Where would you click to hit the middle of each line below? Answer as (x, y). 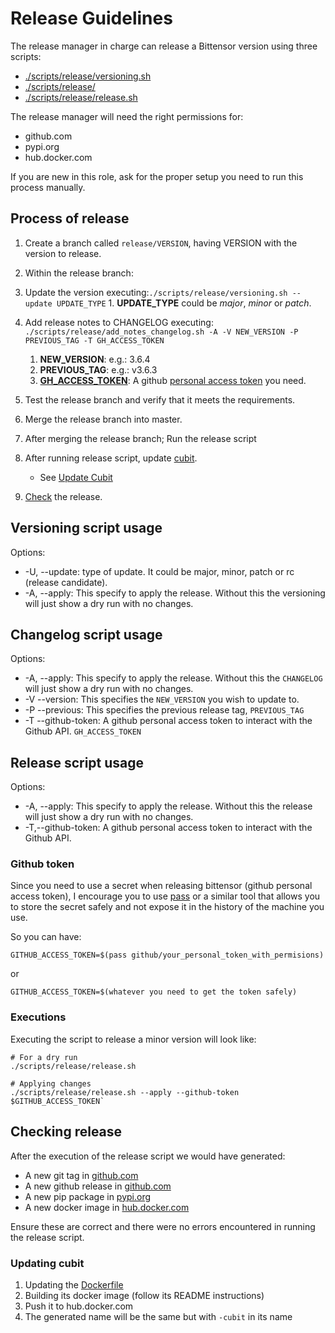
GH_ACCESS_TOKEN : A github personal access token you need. (173, 380)
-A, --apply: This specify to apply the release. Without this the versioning (175, 593)
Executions (38, 1017)
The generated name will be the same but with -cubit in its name (158, 1316)
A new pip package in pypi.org (88, 1196)
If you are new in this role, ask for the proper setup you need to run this (157, 176)
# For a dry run (44, 1057)
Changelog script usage (86, 634)
